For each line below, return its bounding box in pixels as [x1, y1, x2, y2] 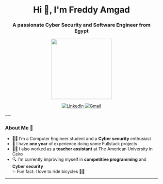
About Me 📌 [5, 125, 33, 131]
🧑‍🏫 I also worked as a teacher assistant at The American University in [12, 146, 153, 152]
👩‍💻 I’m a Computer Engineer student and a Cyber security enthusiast [12, 135, 151, 142]
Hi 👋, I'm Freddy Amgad [33, 4, 130, 15]
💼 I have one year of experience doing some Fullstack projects [12, 141, 137, 146]
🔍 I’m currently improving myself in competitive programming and [12, 156, 147, 162]
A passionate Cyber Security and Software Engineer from [12, 22, 151, 28]
